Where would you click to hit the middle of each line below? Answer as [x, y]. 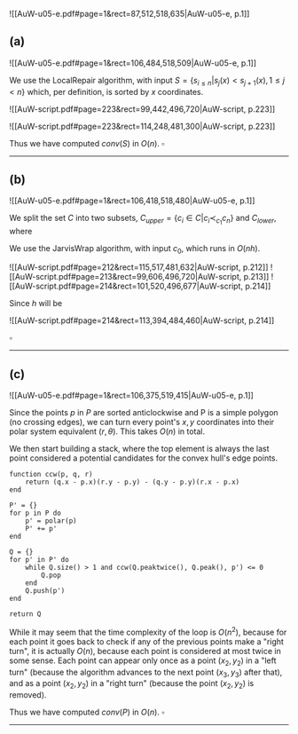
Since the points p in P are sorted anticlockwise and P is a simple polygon [144, 413]
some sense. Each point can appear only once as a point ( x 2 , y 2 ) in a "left [143, 661]
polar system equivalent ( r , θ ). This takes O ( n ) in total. [107, 431]
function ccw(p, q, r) [51, 475]
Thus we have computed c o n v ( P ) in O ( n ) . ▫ [87, 712]
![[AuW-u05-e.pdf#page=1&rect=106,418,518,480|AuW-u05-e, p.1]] [132, 201]
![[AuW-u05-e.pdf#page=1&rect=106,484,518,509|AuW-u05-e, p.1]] [133, 63]
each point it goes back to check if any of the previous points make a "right [146, 641]
